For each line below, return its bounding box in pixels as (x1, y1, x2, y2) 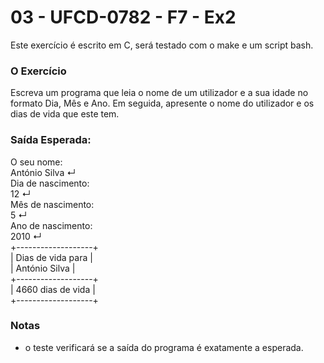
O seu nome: (10, 156, 63, 168)
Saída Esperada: (10, 133, 92, 147)
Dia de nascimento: (10, 177, 90, 189)
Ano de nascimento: (10, 219, 93, 231)
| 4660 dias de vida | (10, 283, 96, 295)
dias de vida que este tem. (10, 108, 120, 120)
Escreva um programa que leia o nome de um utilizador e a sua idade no (10, 87, 309, 99)
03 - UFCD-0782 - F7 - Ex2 (10, 6, 237, 29)
